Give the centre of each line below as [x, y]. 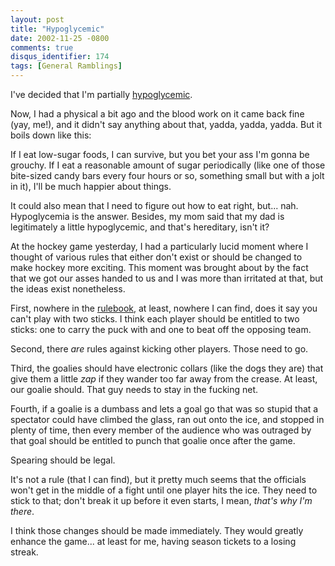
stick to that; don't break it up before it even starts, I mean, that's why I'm [161, 500]
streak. [24, 552]
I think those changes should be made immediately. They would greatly [157, 530]
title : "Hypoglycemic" [57, 29]
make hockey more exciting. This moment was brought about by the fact [159, 267]
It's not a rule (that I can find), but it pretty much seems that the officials [158, 479]
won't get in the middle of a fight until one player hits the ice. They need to [164, 490]
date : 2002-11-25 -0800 [60, 38]
